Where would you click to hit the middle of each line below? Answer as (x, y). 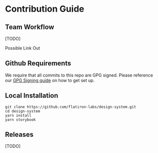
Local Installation (32, 96)
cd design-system (23, 111)
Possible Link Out (23, 48)
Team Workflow (30, 27)
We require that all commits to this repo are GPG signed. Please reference (79, 75)
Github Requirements (38, 64)
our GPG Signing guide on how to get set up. (50, 80)
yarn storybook (20, 120)
